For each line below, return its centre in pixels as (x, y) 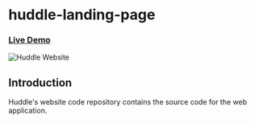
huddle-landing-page (82, 15)
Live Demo (29, 40)
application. (28, 111)
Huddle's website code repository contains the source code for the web (128, 102)
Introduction (40, 82)
